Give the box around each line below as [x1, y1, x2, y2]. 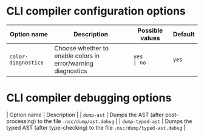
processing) [6, 117, 36, 125]
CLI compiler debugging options [6, 91, 172, 105]
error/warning [54, 59, 94, 67]
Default [172, 30, 195, 38]
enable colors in [54, 52, 100, 60]
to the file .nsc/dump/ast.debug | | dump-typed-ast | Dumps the [37, 117, 192, 125]
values [140, 33, 160, 42]
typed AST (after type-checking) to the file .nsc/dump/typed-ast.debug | [6, 124, 186, 131]
